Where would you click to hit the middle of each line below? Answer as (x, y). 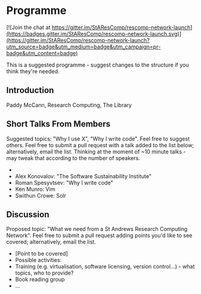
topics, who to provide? (44, 273)
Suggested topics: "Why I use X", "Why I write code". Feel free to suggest (98, 139)
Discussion (28, 214)
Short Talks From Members (58, 124)
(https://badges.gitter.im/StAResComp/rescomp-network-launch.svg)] (94, 33)
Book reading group (40, 279)
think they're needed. (33, 71)
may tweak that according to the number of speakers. (73, 158)
